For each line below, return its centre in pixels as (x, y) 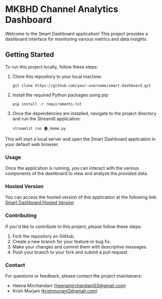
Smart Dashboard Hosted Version (40, 202)
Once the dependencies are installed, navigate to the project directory (84, 113)
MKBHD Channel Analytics (62, 9)
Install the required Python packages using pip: (61, 95)
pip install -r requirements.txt (47, 104)
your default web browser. (32, 144)
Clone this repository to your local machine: (57, 76)
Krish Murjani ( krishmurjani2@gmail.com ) (55, 290)
